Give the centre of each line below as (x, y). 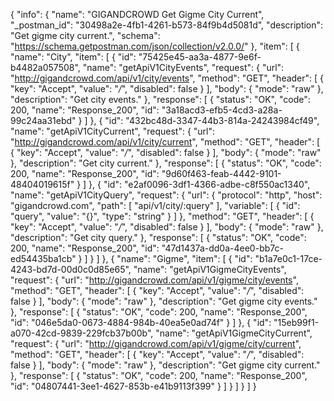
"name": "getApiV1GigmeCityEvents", (210, 269)
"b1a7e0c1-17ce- (288, 258)
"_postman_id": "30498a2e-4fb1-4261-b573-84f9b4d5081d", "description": (167, 25)
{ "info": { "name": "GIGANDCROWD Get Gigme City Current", (137, 14)
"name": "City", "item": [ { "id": (73, 57)
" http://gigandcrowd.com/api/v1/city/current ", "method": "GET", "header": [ (165, 142)
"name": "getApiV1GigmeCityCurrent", (234, 333)
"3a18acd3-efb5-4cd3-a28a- (222, 110)
